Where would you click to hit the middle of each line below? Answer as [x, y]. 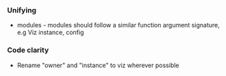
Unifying [22, 10]
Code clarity [28, 50]
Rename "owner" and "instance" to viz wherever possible [98, 65]
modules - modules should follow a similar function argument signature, [118, 25]
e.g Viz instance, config [50, 32]
